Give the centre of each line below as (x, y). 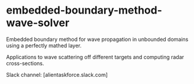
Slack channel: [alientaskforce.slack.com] (57, 75)
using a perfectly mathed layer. (44, 46)
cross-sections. (25, 63)
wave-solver (38, 23)
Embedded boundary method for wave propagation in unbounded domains (97, 39)
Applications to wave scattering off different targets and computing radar (95, 57)
